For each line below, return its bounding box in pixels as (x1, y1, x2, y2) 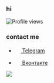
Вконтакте (22, 59, 48, 66)
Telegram (22, 47, 45, 54)
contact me (6, 33, 39, 41)
